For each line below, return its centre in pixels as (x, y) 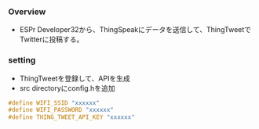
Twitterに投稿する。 (51, 39)
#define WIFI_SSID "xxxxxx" (54, 103)
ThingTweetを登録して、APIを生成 (75, 78)
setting (22, 60)
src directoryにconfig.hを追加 (67, 88)
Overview (27, 12)
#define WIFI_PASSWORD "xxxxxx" (61, 110)
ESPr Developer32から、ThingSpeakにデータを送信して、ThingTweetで (135, 30)
